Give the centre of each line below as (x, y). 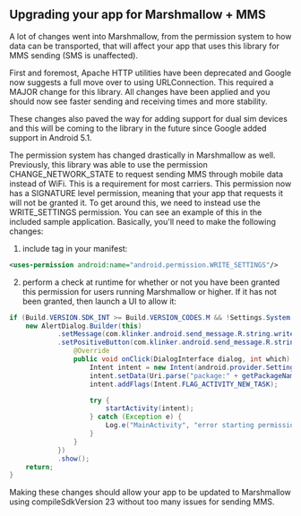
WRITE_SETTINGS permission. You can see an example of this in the (136, 212)
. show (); (73, 459)
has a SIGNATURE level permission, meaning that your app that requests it (146, 193)
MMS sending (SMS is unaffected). (74, 55)
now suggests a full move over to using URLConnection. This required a (142, 82)
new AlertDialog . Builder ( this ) (84, 326)
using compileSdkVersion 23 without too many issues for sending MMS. (142, 502)
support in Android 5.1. (51, 137)
